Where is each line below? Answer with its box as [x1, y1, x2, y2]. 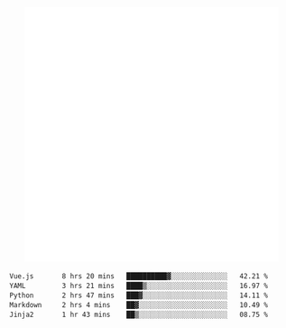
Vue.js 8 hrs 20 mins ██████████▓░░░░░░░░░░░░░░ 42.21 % [9, 272, 269, 281]
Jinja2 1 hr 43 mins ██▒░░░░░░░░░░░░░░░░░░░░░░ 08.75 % [9, 310, 269, 319]
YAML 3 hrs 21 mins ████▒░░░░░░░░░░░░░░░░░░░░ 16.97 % [9, 281, 269, 290]
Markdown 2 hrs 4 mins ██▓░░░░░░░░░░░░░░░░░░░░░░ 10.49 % [9, 300, 269, 309]
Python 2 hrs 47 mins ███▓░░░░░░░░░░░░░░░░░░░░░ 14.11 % [9, 291, 269, 300]
